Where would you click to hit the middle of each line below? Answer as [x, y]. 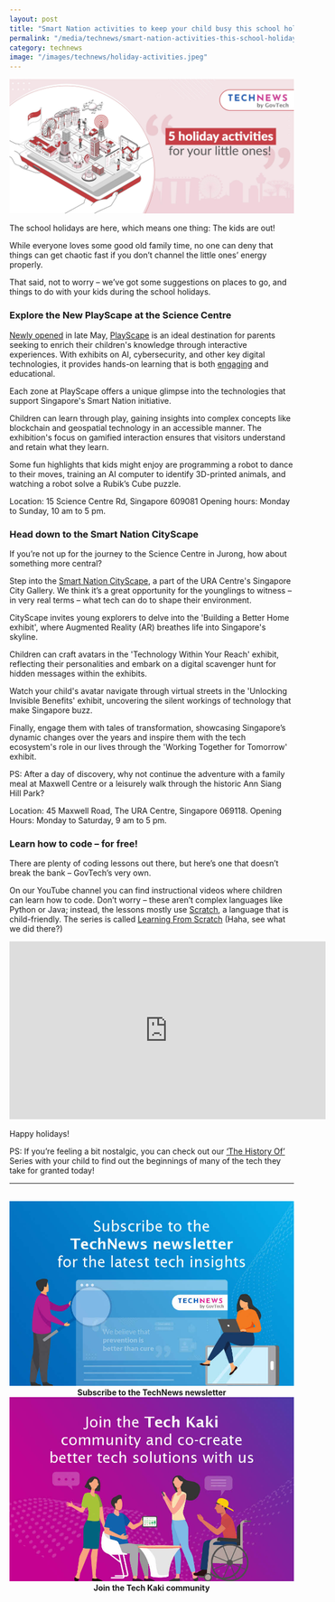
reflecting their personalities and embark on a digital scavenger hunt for [143, 663]
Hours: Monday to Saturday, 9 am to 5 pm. [88, 820]
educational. [33, 373]
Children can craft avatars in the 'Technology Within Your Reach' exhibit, [144, 654]
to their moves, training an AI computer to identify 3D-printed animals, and [148, 473]
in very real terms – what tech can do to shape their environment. [130, 600]
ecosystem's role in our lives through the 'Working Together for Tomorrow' [149, 746]
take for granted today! [52, 1171]
